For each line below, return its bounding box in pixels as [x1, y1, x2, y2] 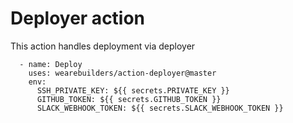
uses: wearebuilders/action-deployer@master [28, 68, 217, 78]
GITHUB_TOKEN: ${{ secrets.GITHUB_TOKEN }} [36, 94, 222, 104]
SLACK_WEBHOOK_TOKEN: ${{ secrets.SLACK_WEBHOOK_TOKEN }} [36, 103, 284, 113]
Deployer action [10, 7, 146, 30]
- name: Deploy [19, 59, 83, 69]
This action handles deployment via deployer [10, 40, 196, 52]
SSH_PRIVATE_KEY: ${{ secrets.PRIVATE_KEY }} [36, 85, 230, 96]
